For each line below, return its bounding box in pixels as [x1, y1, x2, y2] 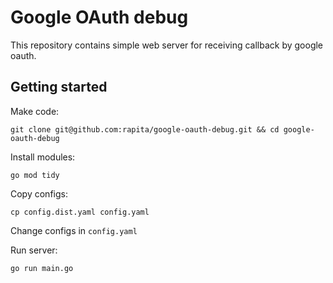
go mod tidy [10, 170, 60, 180]
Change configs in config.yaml [10, 224, 138, 236]
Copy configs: [10, 187, 68, 200]
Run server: [10, 244, 58, 256]
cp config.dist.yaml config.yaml [10, 207, 150, 217]
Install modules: [10, 151, 76, 163]
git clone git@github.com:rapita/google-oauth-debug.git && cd [10, 124, 280, 135]
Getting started [10, 79, 108, 96]
